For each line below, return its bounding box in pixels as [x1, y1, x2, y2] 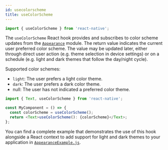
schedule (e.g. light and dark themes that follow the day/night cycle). [5, 56, 148, 62]
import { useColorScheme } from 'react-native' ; [5, 26, 109, 31]
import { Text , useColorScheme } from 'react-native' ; [5, 96, 123, 101]
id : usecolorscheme [5, 7, 46, 13]
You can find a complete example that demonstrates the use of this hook [5, 128, 156, 134]
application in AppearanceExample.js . [5, 139, 81, 145]
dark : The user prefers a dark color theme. [12, 81, 101, 87]
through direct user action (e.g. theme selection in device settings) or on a [5, 51, 160, 57]
